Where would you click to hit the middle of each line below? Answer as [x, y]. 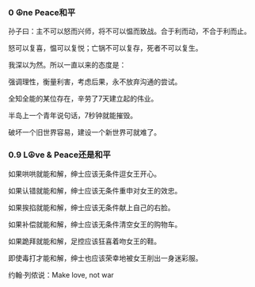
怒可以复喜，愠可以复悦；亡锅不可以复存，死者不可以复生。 [105, 48]
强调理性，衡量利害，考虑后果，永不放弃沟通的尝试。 [95, 82]
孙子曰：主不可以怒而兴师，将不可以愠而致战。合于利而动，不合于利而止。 [129, 31]
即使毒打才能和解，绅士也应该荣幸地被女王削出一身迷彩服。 [105, 258]
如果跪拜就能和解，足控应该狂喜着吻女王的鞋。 [84, 241]
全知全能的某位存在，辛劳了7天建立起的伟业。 [83, 99]
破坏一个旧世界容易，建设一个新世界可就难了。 [84, 132]
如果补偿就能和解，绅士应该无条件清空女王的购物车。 [95, 224]
